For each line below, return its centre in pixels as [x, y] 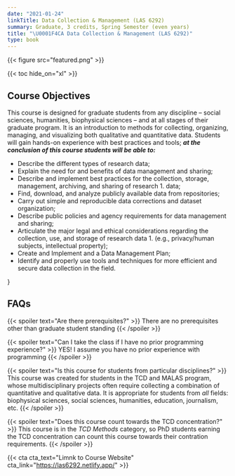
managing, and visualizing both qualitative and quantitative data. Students [114, 135]
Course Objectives [49, 96]
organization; [36, 208]
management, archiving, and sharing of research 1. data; [99, 186]
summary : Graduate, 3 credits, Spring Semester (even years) [99, 27]
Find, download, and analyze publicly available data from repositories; [119, 193]
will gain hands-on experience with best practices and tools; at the [104, 142]
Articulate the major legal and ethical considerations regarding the [113, 231]
